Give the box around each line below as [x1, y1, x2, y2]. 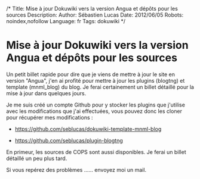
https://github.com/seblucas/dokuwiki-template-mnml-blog [14, 125, 162, 133]
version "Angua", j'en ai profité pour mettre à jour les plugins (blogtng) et [6, 77, 185, 84]
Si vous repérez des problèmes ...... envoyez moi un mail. [6, 166, 147, 173]
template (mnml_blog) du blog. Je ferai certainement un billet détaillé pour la [6, 83, 194, 90]
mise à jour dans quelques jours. [6, 89, 87, 97]
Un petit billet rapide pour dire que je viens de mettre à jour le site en [6, 71, 175, 78]
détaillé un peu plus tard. [6, 155, 67, 162]
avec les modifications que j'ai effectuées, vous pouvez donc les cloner [6, 107, 182, 115]
